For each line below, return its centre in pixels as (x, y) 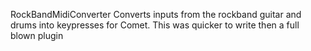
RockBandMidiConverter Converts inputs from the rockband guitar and (156, 14)
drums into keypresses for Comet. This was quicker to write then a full (155, 25)
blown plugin (37, 35)
